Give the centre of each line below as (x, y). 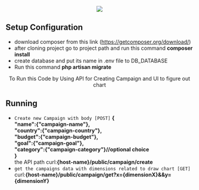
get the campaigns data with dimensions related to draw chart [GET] (102, 169)
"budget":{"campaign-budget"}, (56, 137)
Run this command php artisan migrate (63, 67)
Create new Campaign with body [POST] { (64, 118)
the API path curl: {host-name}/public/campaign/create (83, 162)
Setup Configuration (44, 28)
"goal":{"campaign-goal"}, (49, 143)
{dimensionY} (32, 180)
